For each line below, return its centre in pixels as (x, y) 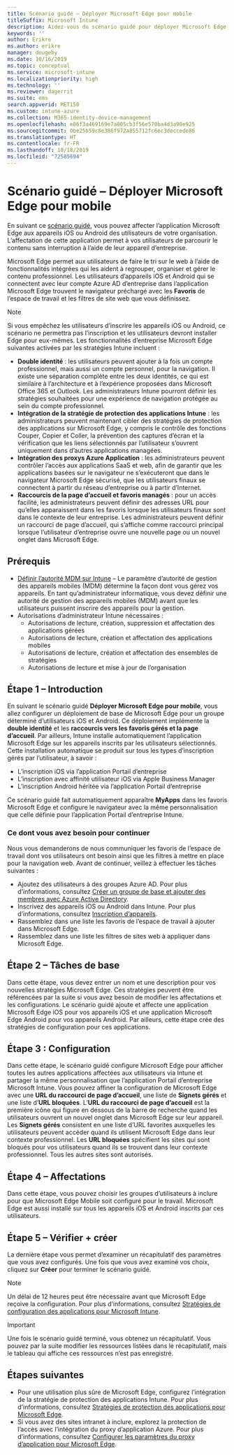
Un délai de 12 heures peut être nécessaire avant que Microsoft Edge (107, 1296)
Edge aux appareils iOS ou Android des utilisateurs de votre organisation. (112, 233)
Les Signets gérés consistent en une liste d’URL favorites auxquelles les (111, 1125)
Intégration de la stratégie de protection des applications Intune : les (118, 413)
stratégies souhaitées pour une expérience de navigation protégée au (117, 398)
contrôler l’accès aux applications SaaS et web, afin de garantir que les (119, 465)
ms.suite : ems (28, 99)
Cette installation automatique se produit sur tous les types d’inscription (111, 751)
